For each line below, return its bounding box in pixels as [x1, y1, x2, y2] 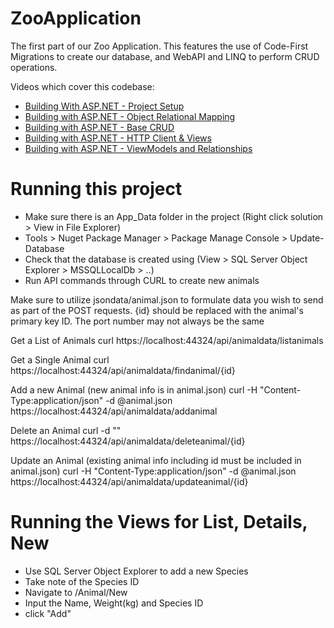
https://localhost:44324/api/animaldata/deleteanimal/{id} [10, 435, 246, 447]
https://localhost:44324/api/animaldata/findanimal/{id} [10, 364, 236, 376]
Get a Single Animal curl [10, 353, 110, 366]
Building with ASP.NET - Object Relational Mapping [24, 110, 236, 122]
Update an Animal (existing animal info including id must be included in [10, 454, 302, 466]
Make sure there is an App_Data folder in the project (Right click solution [24, 210, 324, 222]
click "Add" [24, 607, 72, 619]
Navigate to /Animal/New [24, 586, 128, 598]
